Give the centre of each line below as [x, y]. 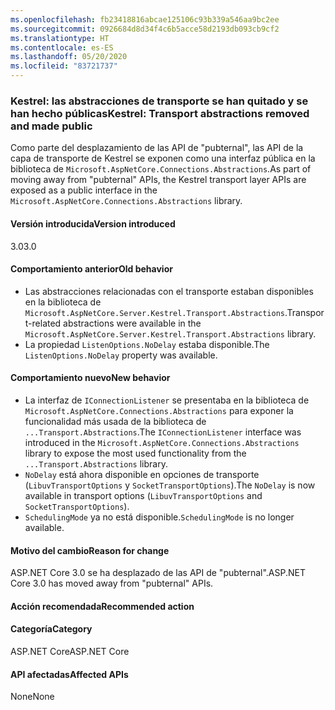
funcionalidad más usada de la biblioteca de [115, 421]
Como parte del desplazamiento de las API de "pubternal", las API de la [157, 148]
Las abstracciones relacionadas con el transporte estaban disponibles [169, 291]
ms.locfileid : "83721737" [64, 66]
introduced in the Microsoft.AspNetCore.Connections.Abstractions [162, 442]
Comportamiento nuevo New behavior [90, 378]
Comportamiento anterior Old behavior [91, 269]
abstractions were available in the [132, 323]
